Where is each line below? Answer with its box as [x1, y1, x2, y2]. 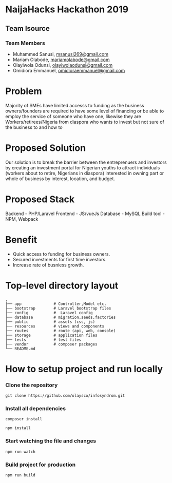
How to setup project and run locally [5, 363, 163, 375]
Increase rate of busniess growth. [12, 262, 84, 268]
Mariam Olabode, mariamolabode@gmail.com [12, 56, 110, 63]
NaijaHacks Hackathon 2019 [5, 4, 129, 15]
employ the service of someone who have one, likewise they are [5, 113, 141, 119]
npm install [5, 426, 31, 431]
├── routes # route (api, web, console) [5, 328, 116, 333]
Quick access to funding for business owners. [12, 250, 110, 257]
